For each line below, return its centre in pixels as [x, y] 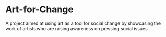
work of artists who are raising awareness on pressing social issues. [77, 28]
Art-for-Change [40, 9]
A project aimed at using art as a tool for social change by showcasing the [83, 23]
